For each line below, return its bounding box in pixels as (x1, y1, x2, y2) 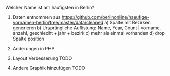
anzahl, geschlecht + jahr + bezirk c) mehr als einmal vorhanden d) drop (12, 30, 165, 36)
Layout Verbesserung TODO (12, 55, 72, 61)
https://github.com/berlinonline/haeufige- (61, 14, 150, 20)
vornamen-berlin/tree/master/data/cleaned (12, 20, 104, 25)
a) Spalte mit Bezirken (104, 20, 151, 25)
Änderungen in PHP (12, 46, 55, 51)
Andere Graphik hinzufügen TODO (12, 65, 85, 71)
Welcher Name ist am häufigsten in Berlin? (5, 5, 94, 10)
